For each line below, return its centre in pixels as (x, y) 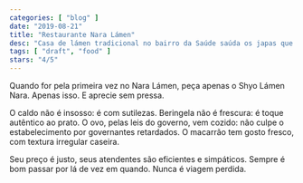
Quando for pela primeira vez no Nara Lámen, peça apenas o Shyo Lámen (147, 86)
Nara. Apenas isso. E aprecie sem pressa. (87, 95)
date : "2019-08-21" (46, 26)
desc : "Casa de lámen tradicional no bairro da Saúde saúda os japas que (151, 43)
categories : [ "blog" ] (54, 18)
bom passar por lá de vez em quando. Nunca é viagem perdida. (128, 169)
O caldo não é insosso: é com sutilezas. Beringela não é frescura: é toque (147, 113)
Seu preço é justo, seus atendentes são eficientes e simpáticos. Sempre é (147, 159)
